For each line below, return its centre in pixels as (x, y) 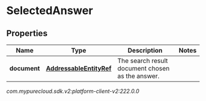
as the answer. (139, 76)
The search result (143, 61)
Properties (27, 33)
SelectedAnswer (50, 11)
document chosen (143, 68)
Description (145, 50)
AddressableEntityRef (78, 68)
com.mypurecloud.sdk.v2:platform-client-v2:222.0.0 (73, 91)
